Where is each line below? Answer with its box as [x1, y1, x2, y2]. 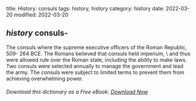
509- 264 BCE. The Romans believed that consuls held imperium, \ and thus [6, 50, 191, 57]
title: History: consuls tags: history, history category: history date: [6, 5, 165, 12]
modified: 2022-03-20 [14, 11, 69, 18]
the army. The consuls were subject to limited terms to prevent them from [6, 69, 184, 76]
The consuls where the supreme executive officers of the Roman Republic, [6, 43, 187, 51]
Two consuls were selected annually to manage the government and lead [6, 62, 184, 69]
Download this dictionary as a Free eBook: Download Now [6, 88, 148, 96]
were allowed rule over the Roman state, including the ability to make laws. [6, 56, 187, 63]
